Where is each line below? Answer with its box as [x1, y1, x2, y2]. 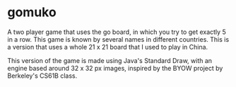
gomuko [7, 4, 57, 21]
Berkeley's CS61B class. [7, 71, 78, 80]
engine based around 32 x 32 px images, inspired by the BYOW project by [7, 64, 223, 72]
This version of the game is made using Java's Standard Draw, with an [7, 56, 213, 64]
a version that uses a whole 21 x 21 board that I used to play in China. [7, 42, 208, 51]
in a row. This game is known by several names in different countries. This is [7, 35, 230, 43]
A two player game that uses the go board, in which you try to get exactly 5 [7, 28, 226, 36]
